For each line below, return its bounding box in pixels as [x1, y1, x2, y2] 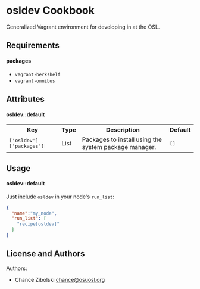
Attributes [6, 94, 45, 104]
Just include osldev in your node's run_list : [6, 193, 115, 200]
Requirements [6, 41, 60, 51]
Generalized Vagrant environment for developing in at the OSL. [6, 23, 160, 30]
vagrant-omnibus [14, 78, 55, 84]
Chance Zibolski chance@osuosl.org [14, 276, 105, 283]
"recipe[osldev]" [17, 221, 60, 227]
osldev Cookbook [6, 4, 95, 17]
